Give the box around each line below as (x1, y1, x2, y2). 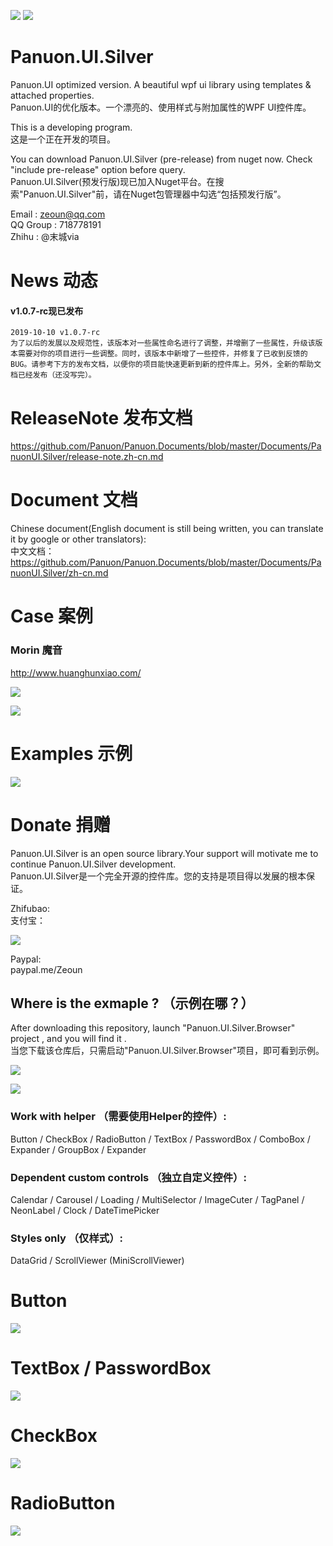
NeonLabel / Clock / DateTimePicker (10, 1204, 160, 1216)
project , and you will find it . (10, 1033, 127, 1045)
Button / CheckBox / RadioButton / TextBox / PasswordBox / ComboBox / (10, 1133, 311, 1145)
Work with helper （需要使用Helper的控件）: (10, 1110, 227, 1124)
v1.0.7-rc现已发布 (10, 305, 84, 317)
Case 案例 (10, 605, 93, 628)
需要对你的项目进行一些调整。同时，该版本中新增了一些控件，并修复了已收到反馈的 (17, 349, 308, 359)
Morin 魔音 (10, 643, 63, 657)
